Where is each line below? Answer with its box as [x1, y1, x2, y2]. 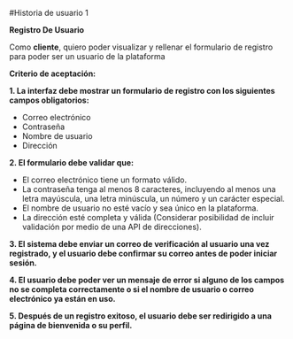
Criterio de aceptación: [9, 68, 96, 79]
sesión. [9, 258, 37, 268]
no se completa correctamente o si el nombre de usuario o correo [9, 284, 255, 295]
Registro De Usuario [9, 25, 85, 35]
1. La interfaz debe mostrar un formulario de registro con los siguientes [9, 86, 276, 96]
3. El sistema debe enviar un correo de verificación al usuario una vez [9, 239, 270, 249]
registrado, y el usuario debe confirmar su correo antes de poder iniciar [9, 248, 278, 258]
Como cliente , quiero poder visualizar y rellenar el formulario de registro [9, 42, 274, 52]
